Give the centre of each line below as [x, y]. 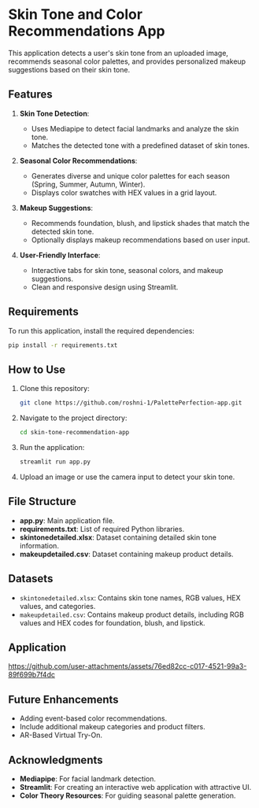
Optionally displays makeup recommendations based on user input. [141, 240]
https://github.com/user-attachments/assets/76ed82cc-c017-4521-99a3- [128, 666]
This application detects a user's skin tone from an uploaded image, [118, 53]
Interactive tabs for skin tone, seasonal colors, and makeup [127, 270]
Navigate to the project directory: [73, 418]
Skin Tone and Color [76, 15]
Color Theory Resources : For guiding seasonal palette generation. [128, 795]
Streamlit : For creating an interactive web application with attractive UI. [135, 787]
